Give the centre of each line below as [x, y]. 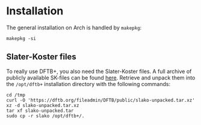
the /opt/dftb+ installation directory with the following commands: [88, 84]
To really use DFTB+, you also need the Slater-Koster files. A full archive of [99, 71]
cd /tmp [16, 95]
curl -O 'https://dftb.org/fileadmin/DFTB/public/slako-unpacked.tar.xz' [101, 100]
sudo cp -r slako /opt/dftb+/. [45, 116]
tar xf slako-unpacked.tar [40, 111]
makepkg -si [21, 38]
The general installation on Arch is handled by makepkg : [74, 28]
